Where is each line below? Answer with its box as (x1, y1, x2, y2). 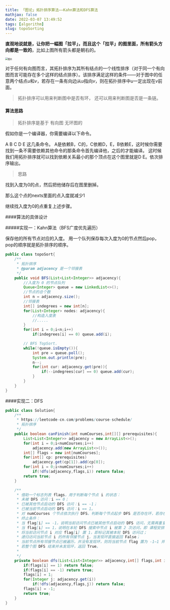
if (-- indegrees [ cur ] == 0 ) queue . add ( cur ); (41, 369, 135, 374)
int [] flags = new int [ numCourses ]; (23, 450, 101, 455)
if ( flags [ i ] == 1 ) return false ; (23, 562, 94, 568)
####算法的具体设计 (5, 214, 48, 220)
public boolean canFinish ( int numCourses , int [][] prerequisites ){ (14, 431, 157, 437)
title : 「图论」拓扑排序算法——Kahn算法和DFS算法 (5, 7, 98, 13)
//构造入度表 (32, 313, 56, 318)
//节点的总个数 (23, 289, 51, 295)
